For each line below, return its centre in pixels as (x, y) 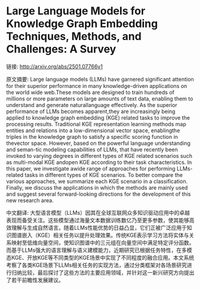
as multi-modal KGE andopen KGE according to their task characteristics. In (99, 162)
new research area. (30, 200)
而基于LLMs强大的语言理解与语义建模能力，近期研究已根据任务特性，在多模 (99, 250)
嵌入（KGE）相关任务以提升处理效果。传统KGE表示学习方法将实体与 (105, 235)
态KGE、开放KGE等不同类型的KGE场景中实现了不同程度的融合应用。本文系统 (100, 257)
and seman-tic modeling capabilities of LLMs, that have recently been (92, 149)
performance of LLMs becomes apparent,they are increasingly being (91, 111)
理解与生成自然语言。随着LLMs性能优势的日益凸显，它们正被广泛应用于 (99, 227)
